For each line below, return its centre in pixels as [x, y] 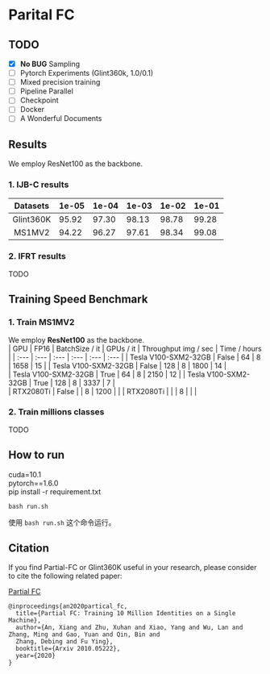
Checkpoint [39, 100]
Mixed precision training [60, 82]
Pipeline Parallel [47, 91]
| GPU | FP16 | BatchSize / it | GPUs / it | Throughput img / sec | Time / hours [135, 348]
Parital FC [42, 15]
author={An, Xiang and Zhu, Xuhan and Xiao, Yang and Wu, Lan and [129, 628]
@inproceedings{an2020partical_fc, [68, 606]
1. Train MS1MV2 [42, 322]
